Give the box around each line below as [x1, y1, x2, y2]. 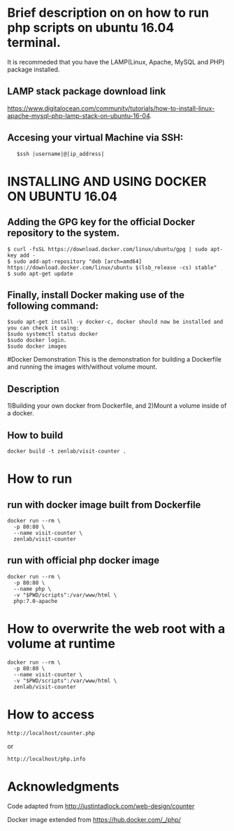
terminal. [7, 35, 61, 50]
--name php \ [13, 585, 52, 592]
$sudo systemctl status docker [7, 331, 98, 338]
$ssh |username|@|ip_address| [16, 150, 105, 157]
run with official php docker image [7, 555, 160, 567]
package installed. [7, 65, 60, 73]
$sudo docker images [7, 343, 68, 350]
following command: [7, 299, 99, 312]
